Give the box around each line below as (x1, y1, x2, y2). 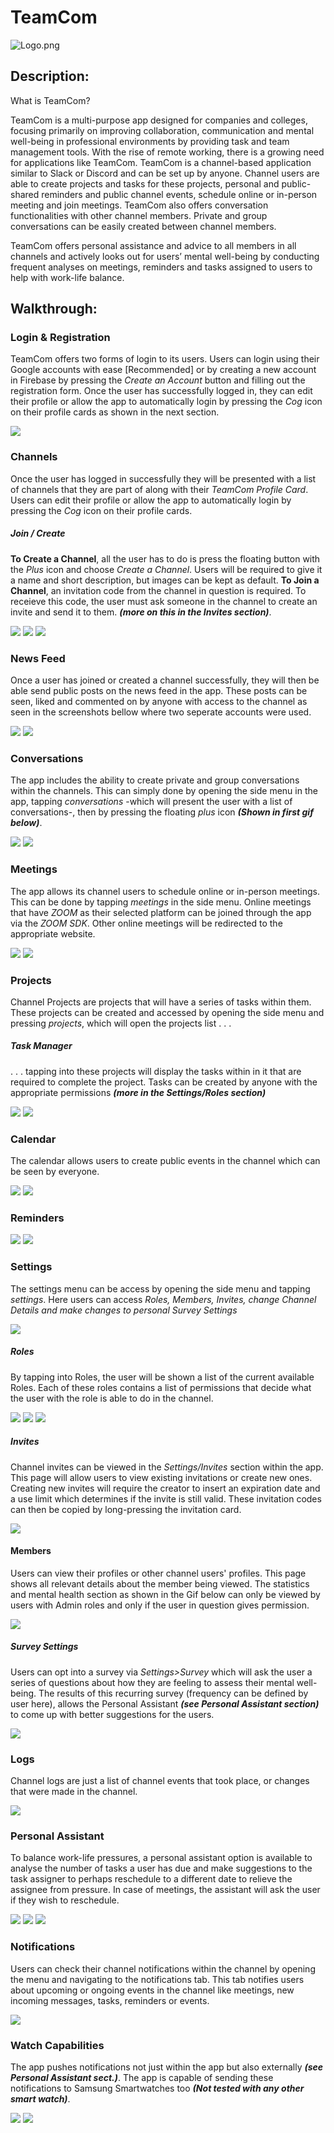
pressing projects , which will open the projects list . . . (10, 1017, 232, 1029)
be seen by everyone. (10, 1166, 100, 1178)
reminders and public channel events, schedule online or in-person (41, 188, 318, 200)
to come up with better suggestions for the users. (10, 1708, 215, 1720)
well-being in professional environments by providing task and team (10, 135, 290, 147)
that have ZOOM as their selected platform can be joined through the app (10, 906, 312, 918)
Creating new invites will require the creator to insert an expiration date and (10, 1482, 321, 1494)
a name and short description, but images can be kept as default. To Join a (10, 574, 320, 586)
